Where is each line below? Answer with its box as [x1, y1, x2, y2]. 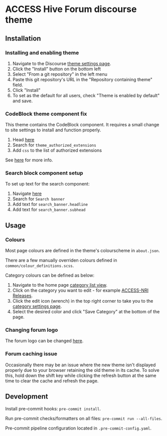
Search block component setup [5, 169, 84, 176]
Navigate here [12, 190, 42, 196]
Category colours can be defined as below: [5, 272, 95, 279]
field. [12, 82, 24, 88]
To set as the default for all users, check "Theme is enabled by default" [12, 92, 160, 98]
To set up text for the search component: [5, 181, 90, 187]
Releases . [12, 293, 33, 299]
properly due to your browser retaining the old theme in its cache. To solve [5, 367, 159, 373]
